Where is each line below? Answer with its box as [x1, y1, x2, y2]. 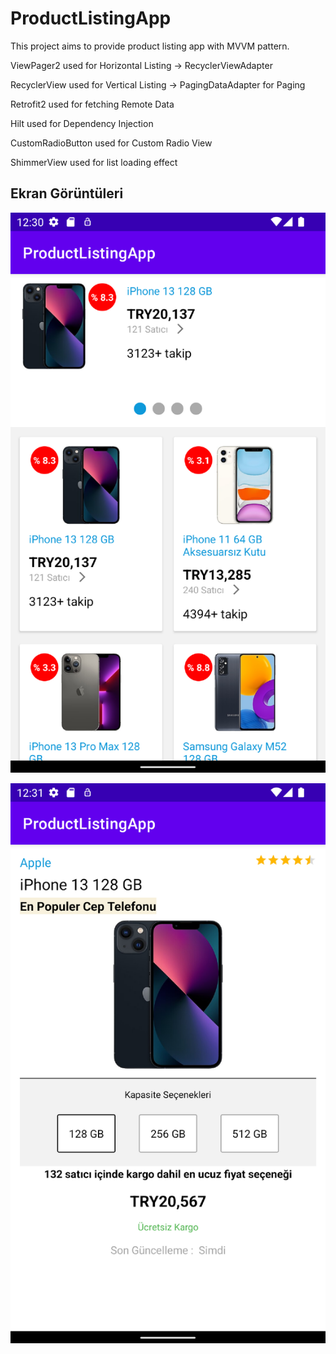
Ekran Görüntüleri [10, 185, 124, 202]
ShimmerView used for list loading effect [10, 156, 178, 168]
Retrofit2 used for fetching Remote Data [10, 98, 175, 110]
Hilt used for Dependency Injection [10, 117, 154, 129]
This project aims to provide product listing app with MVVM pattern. [10, 40, 290, 52]
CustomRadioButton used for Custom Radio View [10, 137, 213, 149]
